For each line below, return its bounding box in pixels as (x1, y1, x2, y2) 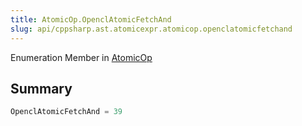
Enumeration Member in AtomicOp (10, 51, 153, 63)
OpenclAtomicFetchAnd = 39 (10, 107, 123, 117)
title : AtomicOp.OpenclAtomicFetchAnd (10, 14, 172, 25)
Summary (10, 80, 73, 97)
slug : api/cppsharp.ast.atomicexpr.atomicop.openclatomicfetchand (10, 24, 293, 34)
